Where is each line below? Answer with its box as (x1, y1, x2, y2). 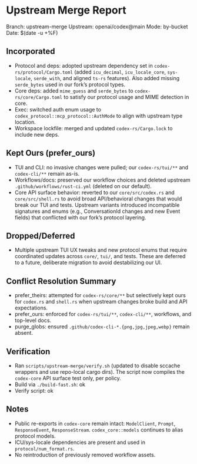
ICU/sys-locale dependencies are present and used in (14, 439, 146, 446)
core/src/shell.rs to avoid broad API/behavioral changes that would (14, 195, 182, 202)
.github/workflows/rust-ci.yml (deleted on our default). (14, 182, 152, 189)
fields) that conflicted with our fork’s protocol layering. (14, 213, 146, 221)
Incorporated (6, 47, 55, 57)
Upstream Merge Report (6, 4, 126, 17)
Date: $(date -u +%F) (6, 29, 58, 36)
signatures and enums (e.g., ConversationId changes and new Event (14, 208, 181, 215)
